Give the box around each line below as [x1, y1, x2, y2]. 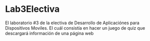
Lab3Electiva [5, 3, 60, 15]
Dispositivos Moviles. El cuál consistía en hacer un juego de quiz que [5, 25, 146, 31]
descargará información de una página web [5, 30, 94, 36]
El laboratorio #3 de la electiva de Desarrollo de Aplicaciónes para [5, 20, 140, 26]
